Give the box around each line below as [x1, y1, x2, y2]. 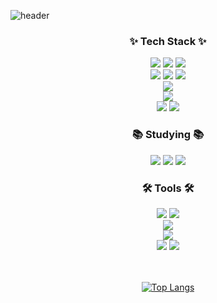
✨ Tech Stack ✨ [129, 34, 207, 48]
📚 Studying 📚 [131, 128, 205, 142]
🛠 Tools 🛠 [141, 181, 195, 195]
